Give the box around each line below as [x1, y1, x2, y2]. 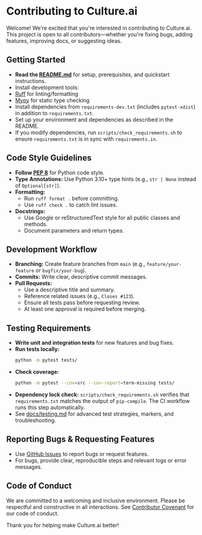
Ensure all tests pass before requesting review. [24, 299, 140, 307]
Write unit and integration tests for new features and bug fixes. [14, 339, 174, 347]
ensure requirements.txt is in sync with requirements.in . [14, 135, 158, 142]
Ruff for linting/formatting [14, 90, 78, 98]
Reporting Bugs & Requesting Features [6, 434, 155, 445]
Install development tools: [14, 84, 80, 91]
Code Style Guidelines [6, 153, 92, 163]
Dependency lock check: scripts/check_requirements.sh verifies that [14, 391, 190, 398]
